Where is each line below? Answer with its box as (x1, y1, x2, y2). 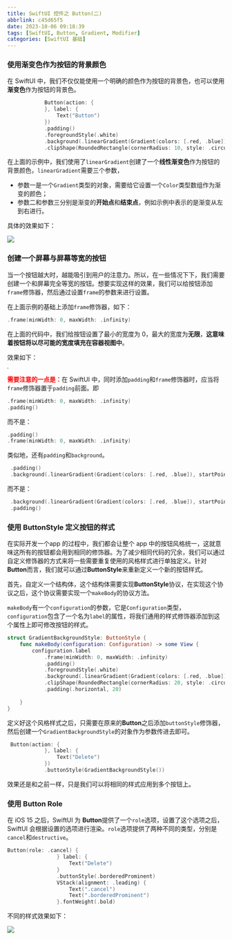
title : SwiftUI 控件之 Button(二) (7, 10, 102, 17)
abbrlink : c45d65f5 (7, 17, 64, 23)
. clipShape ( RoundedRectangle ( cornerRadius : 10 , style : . (43, 144, 212, 151)
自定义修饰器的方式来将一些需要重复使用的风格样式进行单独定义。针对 (7, 557, 207, 565)
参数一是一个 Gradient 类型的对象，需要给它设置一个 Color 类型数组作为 (17, 181, 215, 189)
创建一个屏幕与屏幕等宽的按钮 (7, 254, 107, 263)
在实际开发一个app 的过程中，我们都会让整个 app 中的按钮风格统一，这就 (7, 540, 215, 548)
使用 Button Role (7, 799, 64, 809)
